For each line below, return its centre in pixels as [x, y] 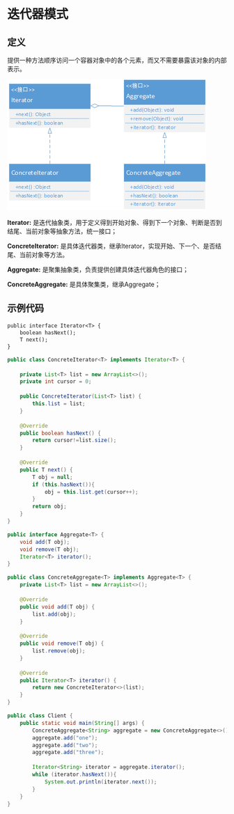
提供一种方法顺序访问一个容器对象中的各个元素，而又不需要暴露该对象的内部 [117, 60]
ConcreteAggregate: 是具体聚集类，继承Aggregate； [84, 284]
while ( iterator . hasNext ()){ [75, 775]
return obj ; [50, 507]
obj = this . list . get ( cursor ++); [91, 492]
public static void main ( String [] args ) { [82, 723]
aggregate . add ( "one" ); [65, 738]
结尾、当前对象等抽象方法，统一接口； [62, 231]
